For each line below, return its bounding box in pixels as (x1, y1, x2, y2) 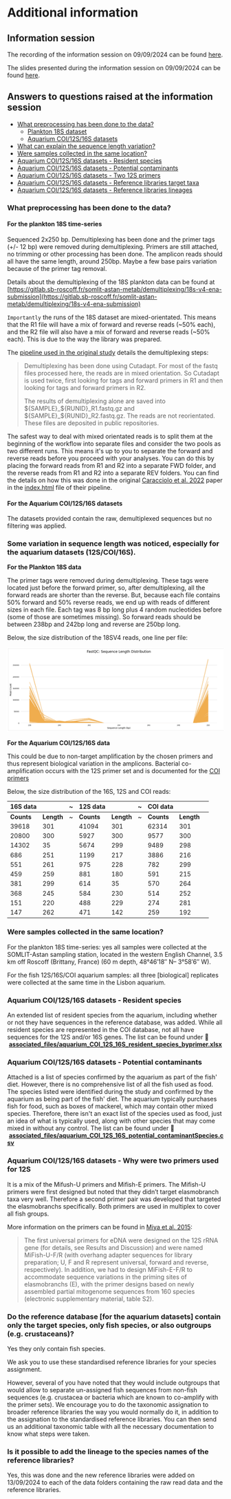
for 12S (7, 1165, 31, 1174)
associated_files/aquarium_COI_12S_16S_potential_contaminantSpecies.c (8, 1132, 224, 1140)
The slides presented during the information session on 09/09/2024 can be (7, 64, 221, 72)
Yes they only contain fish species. (7, 1345, 106, 1353)
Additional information (7, 5, 139, 21)
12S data (78, 803, 106, 811)
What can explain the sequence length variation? (16, 142, 156, 150)
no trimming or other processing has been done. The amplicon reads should (7, 250, 223, 258)
